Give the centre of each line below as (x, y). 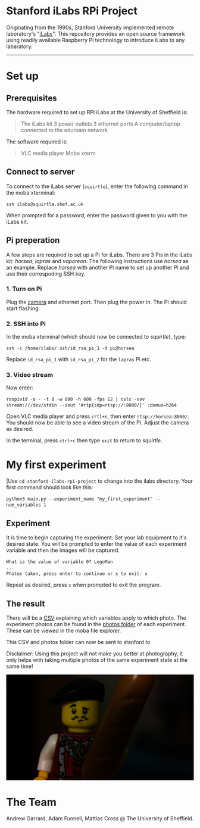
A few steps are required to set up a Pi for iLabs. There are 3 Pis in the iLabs (99, 255)
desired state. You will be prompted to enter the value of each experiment (96, 544)
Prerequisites (32, 98)
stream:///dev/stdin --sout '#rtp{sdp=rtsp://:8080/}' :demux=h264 (92, 405)
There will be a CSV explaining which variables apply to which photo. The (96, 618)
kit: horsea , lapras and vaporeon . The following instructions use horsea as (97, 261)
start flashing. (23, 308)
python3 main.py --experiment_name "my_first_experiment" (79, 499)
